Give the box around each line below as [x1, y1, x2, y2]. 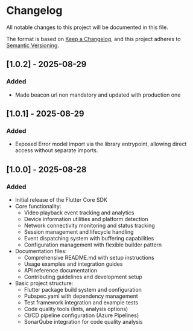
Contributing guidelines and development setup [24, 273, 143, 280]
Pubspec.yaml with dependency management [24, 292, 138, 300]
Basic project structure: [14, 280, 74, 287]
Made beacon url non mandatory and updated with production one [14, 91, 181, 98]
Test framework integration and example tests [24, 299, 139, 306]
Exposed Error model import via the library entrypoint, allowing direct [14, 140, 187, 148]
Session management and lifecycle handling [24, 228, 134, 236]
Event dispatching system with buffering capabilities [24, 235, 154, 242]
